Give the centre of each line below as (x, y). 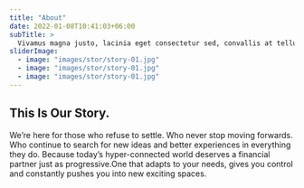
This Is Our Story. (60, 113)
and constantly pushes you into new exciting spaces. (108, 174)
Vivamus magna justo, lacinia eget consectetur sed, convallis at (145, 43)
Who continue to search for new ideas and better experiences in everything (150, 145)
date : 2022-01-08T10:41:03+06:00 (72, 26)
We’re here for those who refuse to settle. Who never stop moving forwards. (151, 135)
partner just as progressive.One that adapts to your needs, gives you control (152, 164)
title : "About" (38, 18)
